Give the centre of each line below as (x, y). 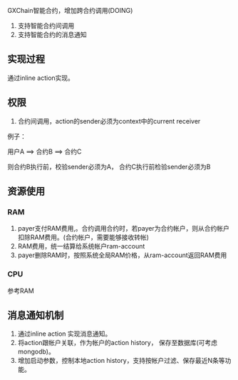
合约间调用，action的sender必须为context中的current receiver (109, 121)
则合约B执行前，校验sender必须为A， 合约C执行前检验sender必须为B (109, 166)
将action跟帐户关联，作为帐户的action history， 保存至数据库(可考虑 (118, 343)
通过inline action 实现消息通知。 (64, 334)
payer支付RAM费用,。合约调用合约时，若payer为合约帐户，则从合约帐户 (123, 229)
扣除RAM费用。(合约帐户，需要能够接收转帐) (83, 237)
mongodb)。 (36, 351)
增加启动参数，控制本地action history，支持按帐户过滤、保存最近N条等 (121, 361)
